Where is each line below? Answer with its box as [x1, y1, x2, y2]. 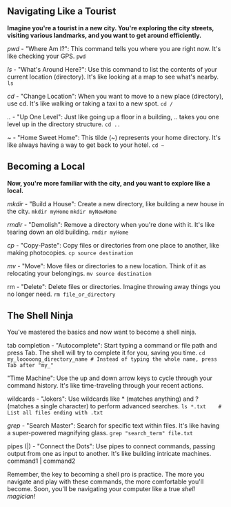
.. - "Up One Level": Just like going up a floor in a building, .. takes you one [7, 112, 219, 121]
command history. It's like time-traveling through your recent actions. [7, 381, 204, 390]
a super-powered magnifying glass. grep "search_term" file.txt [7, 429, 193, 437]
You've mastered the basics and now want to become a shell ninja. [7, 328, 197, 337]
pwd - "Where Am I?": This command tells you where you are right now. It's [7, 44, 221, 52]
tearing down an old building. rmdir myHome [7, 228, 129, 236]
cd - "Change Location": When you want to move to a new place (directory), [7, 92, 224, 100]
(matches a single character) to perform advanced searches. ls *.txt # [7, 402, 222, 410]
